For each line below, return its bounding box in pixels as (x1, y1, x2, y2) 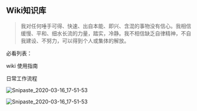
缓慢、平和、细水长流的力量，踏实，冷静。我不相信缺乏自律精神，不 (20, 30, 186, 37)
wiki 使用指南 (6, 62, 38, 69)
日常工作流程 (6, 74, 37, 81)
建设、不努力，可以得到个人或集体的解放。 (25, 37, 130, 44)
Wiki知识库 (6, 5, 47, 16)
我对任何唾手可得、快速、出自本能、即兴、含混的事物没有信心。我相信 (20, 22, 192, 30)
